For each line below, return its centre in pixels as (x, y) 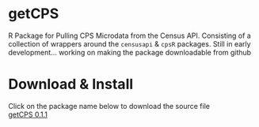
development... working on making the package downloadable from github (130, 52)
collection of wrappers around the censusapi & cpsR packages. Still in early (129, 43)
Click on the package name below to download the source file (109, 106)
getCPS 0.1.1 (28, 114)
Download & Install (71, 84)
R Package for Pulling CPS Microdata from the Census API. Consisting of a (129, 35)
